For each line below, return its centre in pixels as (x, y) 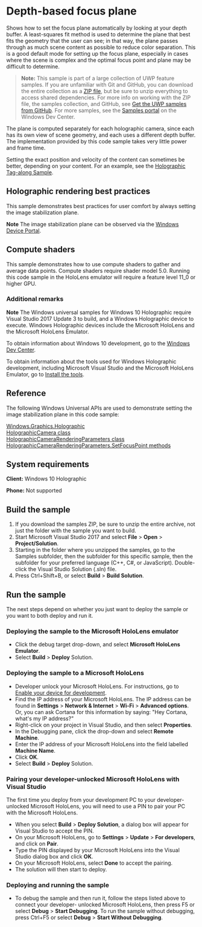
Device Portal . (24, 231)
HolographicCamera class (39, 432)
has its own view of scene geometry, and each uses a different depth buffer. (101, 135)
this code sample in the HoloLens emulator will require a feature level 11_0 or (101, 277)
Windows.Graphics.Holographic (46, 426)
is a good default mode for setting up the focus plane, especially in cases (97, 53)
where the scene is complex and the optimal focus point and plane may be (99, 60)
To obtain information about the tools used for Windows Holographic (91, 361)
